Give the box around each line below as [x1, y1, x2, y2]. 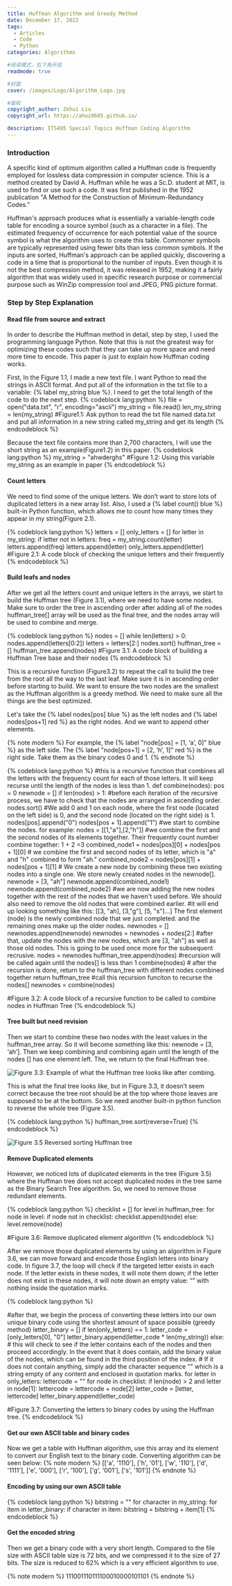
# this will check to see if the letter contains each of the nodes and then [7, 1340, 212, 1348]
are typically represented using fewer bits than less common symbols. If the [7, 244, 224, 252]
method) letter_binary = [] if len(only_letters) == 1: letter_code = [7, 1325, 188, 1334]
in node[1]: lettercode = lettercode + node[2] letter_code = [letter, [7, 1385, 194, 1393]
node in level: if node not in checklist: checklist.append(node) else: [7, 1213, 199, 1221]
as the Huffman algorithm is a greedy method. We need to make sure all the [7, 689, 223, 697]
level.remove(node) [7, 1220, 63, 1228]
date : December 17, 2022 [7, 17, 79, 24]
